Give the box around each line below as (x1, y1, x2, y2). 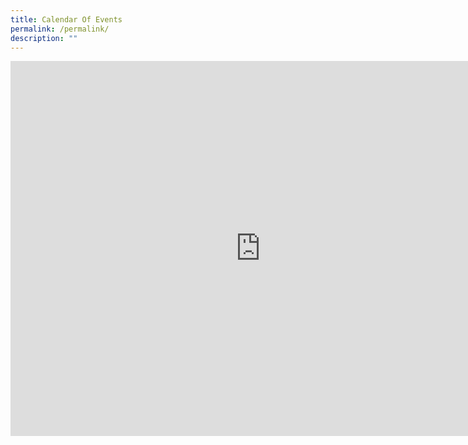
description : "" (10, 33, 78, 43)
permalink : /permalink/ (10, 24, 110, 34)
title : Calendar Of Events (10, 14, 123, 25)
